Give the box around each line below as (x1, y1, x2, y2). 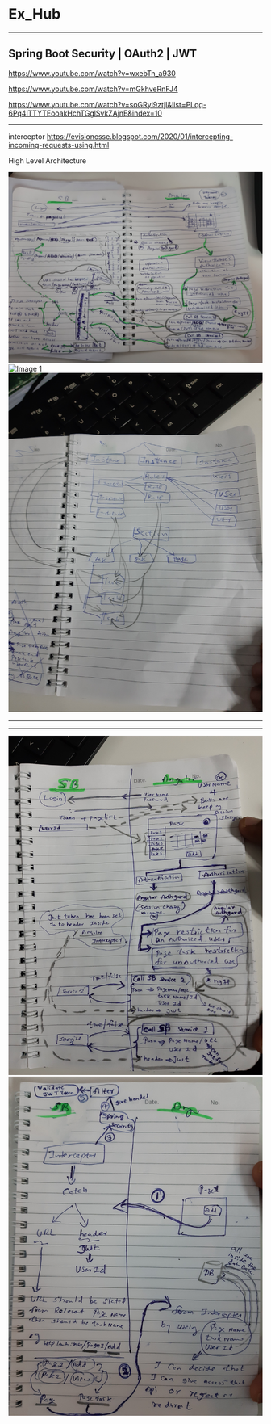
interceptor (8, 131, 46, 141)
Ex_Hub (8, 5, 61, 23)
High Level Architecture (8, 155, 87, 166)
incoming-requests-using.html (8, 140, 110, 149)
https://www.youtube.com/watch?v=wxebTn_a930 (8, 68, 176, 78)
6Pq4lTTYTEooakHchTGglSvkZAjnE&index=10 (8, 108, 163, 118)
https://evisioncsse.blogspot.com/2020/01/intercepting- (47, 131, 234, 141)
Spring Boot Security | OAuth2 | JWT (8, 47, 198, 61)
